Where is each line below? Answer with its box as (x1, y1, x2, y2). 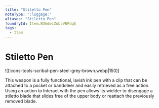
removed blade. (5, 98, 37, 104)
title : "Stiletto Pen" (5, 7, 52, 12)
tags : (5, 26, 16, 31)
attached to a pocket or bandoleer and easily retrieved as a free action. (5, 82, 150, 88)
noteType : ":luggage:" (5, 12, 52, 17)
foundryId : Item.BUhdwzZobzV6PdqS (5, 21, 77, 26)
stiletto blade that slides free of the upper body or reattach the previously (5, 93, 155, 99)
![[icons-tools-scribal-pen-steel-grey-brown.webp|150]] (5, 68, 119, 73)
